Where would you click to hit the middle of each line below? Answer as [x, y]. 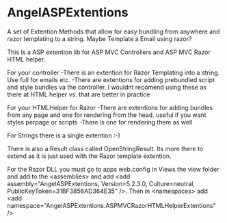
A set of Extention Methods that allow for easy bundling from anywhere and [113, 31]
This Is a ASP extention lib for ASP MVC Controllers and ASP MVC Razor [109, 52]
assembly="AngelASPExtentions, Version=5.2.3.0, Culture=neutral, [101, 183]
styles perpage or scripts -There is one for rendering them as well [100, 122]
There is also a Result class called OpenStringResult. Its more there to [105, 148]
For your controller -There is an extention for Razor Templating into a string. [113, 73]
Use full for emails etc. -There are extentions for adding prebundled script [111, 79]
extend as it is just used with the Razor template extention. [89, 156]
